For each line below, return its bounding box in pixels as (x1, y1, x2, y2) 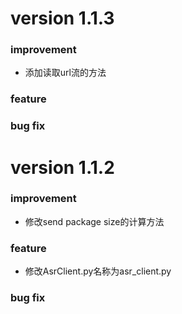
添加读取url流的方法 (24, 67, 107, 79)
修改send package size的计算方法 (24, 215, 165, 227)
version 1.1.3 (10, 7, 115, 30)
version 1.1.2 (10, 156, 115, 179)
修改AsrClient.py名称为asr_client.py (24, 265, 172, 277)
